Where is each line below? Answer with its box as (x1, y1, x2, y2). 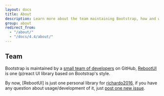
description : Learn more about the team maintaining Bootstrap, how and (5, 16, 156, 21)
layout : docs (5, 7, 32, 12)
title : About (5, 12, 32, 17)
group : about (5, 20, 32, 26)
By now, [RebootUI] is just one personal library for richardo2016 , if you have (5, 80, 158, 86)
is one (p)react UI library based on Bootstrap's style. (5, 70, 111, 76)
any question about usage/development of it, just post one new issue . (5, 85, 145, 91)
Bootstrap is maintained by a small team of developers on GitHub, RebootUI (5, 65, 157, 71)
